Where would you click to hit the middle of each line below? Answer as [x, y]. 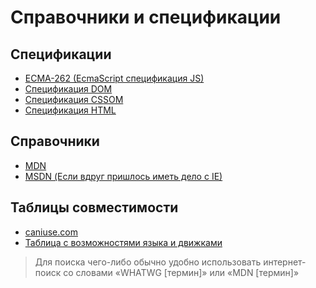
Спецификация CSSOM [74, 99]
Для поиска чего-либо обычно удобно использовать [148, 262]
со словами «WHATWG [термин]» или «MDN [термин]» [181, 272]
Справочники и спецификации [146, 17]
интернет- [285, 262]
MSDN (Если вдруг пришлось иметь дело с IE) [123, 176]
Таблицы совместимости [94, 207]
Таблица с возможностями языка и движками [123, 242]
